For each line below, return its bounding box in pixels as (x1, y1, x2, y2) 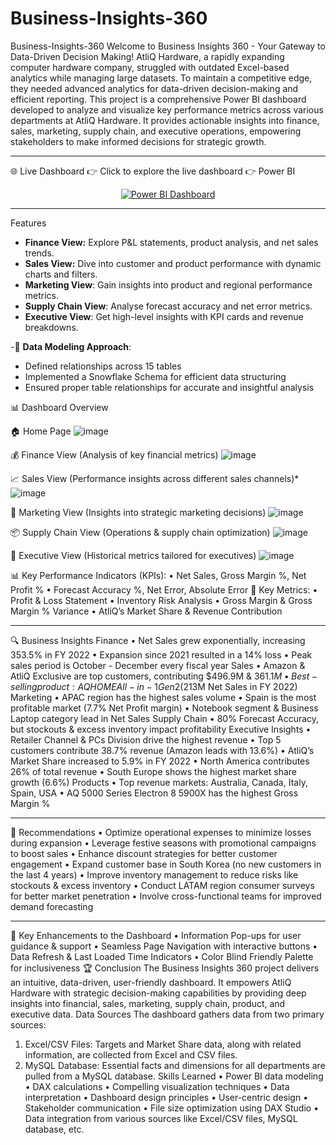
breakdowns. (24, 321, 79, 333)
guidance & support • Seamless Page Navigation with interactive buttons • (10, 940, 318, 952)
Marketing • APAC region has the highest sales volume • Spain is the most (10, 691, 317, 703)
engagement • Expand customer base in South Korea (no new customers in (10, 858, 322, 870)
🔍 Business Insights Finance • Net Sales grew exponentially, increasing (10, 634, 306, 646)
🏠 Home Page (10, 425, 72, 437)
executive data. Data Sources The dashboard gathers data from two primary (10, 1008, 325, 1020)
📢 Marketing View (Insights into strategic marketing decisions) (10, 506, 267, 518)
